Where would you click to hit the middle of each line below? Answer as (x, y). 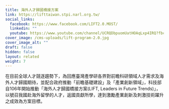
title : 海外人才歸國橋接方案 (32, 10)
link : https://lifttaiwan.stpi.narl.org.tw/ (53, 15)
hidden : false (20, 52)
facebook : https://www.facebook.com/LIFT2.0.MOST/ (64, 24)
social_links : (20, 19)
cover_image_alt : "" (27, 43)
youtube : (19, 33)
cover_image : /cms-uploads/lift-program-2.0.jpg (57, 38)
